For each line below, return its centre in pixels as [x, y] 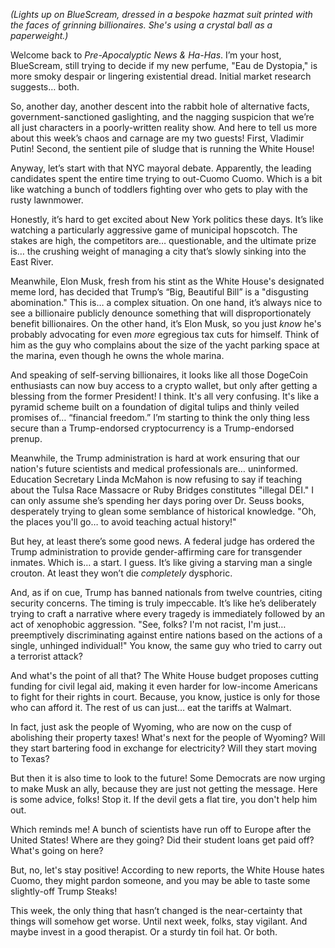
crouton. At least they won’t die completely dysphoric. [121, 573]
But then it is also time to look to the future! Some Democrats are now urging [168, 778]
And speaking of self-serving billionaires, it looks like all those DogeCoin [159, 375]
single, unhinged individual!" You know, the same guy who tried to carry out [166, 645]
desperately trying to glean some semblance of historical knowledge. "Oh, [163, 511]
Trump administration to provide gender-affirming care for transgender [156, 552]
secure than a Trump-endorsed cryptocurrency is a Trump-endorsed [152, 428]
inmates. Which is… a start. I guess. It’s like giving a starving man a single [161, 562]
